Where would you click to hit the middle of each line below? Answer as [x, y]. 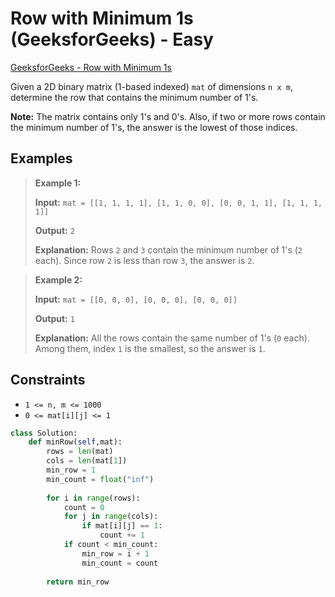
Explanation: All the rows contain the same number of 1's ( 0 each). [172, 338]
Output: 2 [54, 230]
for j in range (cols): [111, 517]
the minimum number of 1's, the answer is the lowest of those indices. [154, 127]
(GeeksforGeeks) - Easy [112, 39]
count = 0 [84, 507]
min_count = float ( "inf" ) [100, 479]
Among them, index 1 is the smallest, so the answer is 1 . [150, 348]
